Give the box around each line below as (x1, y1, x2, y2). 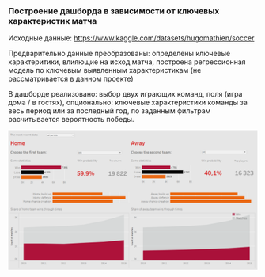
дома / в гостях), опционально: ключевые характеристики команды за (8, 97, 248, 108)
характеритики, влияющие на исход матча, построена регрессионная (8, 57, 247, 66)
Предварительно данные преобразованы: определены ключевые (8, 49, 231, 59)
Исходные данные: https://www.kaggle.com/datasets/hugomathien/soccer (8, 33, 255, 43)
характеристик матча (8, 15, 97, 26)
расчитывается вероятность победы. (8, 115, 134, 124)
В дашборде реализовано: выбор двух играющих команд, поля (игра (8, 89, 243, 99)
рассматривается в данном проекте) (8, 74, 134, 84)
